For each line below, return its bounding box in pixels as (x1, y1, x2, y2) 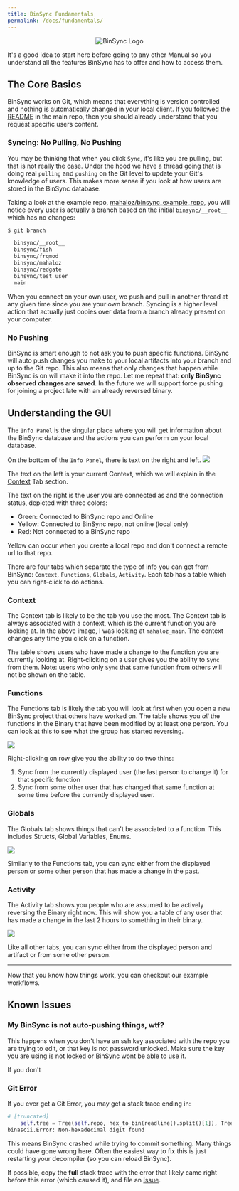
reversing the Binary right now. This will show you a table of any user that (7, 908, 223, 917)
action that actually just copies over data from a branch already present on (7, 307, 226, 316)
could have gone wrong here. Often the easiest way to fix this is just (7, 1146, 206, 1155)
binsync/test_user (14, 272, 69, 279)
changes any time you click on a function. (7, 634, 129, 643)
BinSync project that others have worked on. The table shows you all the (7, 712, 221, 720)
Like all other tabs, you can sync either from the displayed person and (7, 943, 212, 951)
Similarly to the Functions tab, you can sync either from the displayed (7, 859, 211, 867)
